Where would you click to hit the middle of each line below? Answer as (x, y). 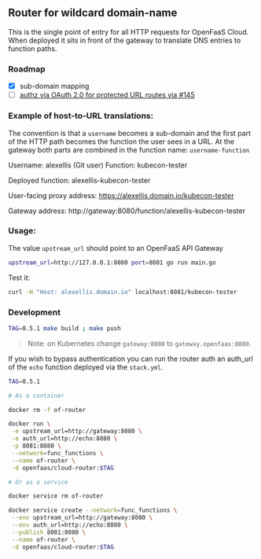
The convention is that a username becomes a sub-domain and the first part (130, 133)
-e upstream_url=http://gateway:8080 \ (77, 432)
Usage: (22, 231)
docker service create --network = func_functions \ (93, 510)
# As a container (37, 395)
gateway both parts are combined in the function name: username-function (129, 149)
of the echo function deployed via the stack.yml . (86, 367)
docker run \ (29, 424)
